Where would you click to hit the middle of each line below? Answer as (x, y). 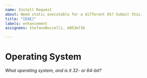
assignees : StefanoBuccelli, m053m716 (45, 28)
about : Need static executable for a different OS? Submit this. (74, 14)
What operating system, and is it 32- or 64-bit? (53, 71)
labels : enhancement (26, 23)
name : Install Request (28, 10)
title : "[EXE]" (21, 19)
